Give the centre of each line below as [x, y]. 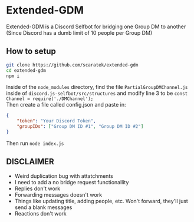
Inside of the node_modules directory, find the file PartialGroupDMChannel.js [97, 87]
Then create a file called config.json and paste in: [66, 105]
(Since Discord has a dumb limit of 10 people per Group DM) [79, 32]
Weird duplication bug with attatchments [64, 176]
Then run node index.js [35, 143]
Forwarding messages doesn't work [58, 194]
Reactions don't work [40, 213]
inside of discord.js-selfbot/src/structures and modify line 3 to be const [97, 93]
